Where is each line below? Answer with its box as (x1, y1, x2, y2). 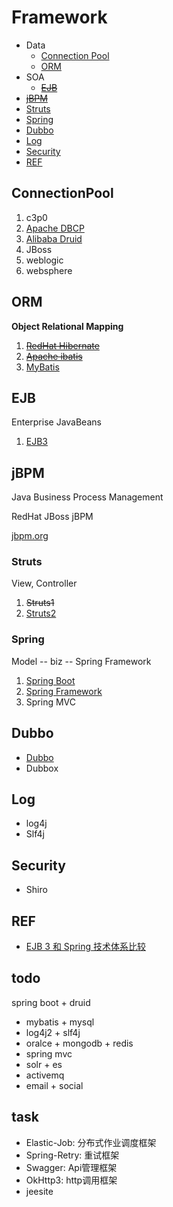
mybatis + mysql (25, 1016, 95, 1028)
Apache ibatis (25, 350, 83, 362)
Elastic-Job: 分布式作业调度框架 (25, 1136, 157, 1148)
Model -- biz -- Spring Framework (11, 655, 152, 667)
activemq (25, 1069, 65, 1081)
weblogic (25, 254, 64, 266)
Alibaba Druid (25, 232, 83, 245)
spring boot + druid (11, 996, 91, 1008)
